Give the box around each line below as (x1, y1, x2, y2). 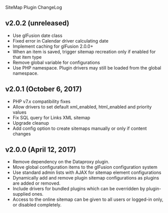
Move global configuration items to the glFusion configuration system (12, 164, 158, 170)
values (12, 109, 27, 115)
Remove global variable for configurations (12, 59, 100, 65)
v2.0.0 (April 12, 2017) (5, 146, 76, 154)
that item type (12, 54, 42, 60)
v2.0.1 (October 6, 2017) (5, 85, 82, 93)
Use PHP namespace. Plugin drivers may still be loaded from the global (12, 64, 161, 70)
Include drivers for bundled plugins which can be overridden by (12, 186, 145, 192)
